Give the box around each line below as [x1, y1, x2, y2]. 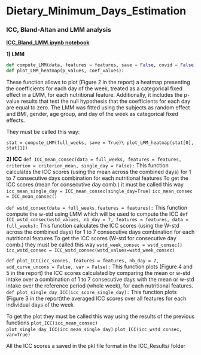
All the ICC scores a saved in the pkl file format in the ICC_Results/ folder [6, 342, 186, 350]
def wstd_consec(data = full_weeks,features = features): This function [6, 204, 188, 212]
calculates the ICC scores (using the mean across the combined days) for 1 [6, 169, 191, 176]
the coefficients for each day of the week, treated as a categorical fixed [6, 85, 182, 92]
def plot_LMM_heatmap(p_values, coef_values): [6, 68, 124, 74]
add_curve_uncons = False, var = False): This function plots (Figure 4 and [6, 263, 193, 270]
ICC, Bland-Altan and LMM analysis [6, 26, 112, 34]
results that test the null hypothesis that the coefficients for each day [20, 97, 191, 105]
